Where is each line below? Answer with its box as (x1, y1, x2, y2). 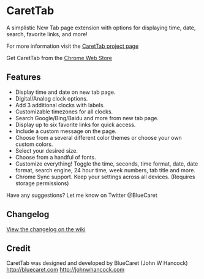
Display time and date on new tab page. (15, 88, 116, 96)
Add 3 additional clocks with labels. (15, 101, 105, 109)
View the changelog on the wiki (6, 225, 86, 233)
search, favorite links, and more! (6, 30, 88, 37)
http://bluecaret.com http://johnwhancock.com (6, 266, 125, 273)
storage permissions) (15, 179, 69, 187)
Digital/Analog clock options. (15, 94, 88, 102)
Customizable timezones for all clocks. (15, 108, 113, 115)
